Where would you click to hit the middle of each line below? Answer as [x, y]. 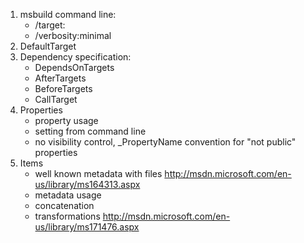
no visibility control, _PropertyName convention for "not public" [165, 142]
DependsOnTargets [74, 67]
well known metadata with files [98, 173]
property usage [66, 120]
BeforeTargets [63, 88]
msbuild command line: [68, 14]
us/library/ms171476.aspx [87, 227]
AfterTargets [60, 78]
